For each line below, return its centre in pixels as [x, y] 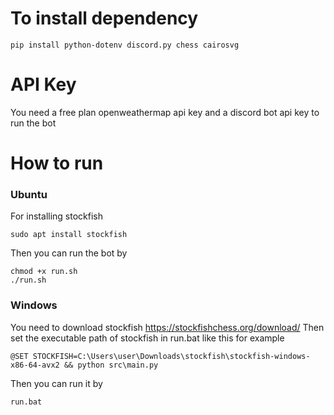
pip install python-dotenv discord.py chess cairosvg [125, 45]
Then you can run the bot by [69, 253]
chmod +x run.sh [44, 272]
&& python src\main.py [111, 365]
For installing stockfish [56, 216]
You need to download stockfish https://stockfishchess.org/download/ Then [167, 327]
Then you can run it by [56, 383]
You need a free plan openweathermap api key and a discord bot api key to [165, 112]
